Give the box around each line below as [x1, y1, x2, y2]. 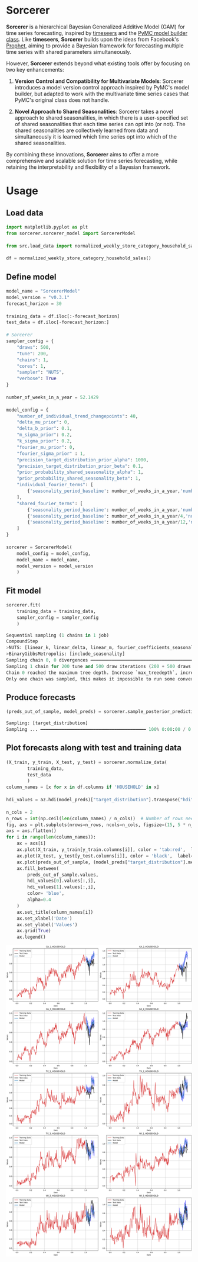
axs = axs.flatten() [6, 828, 57, 834]
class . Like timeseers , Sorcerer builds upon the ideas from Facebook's [6, 36, 179, 43]
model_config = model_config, [16, 550, 91, 557]
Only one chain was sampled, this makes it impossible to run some [6, 676, 176, 682]
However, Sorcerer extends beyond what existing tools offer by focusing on [6, 60, 190, 67]
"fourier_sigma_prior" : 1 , [16, 451, 85, 457]
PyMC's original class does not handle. [14, 96, 110, 104]
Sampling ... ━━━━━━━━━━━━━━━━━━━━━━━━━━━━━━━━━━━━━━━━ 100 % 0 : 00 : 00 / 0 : [6, 727, 194, 733]
